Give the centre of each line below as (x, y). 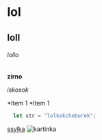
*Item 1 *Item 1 (28, 103)
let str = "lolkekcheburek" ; (55, 116)
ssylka (16, 129)
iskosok (18, 90)
